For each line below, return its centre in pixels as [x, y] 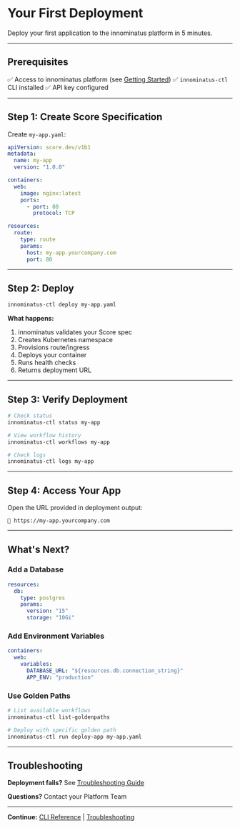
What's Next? [39, 549]
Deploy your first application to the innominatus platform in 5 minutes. [110, 33]
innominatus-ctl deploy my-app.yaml [62, 305]
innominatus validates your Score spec [75, 332]
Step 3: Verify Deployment [67, 399]
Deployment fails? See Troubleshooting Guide [76, 783]
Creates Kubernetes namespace [65, 340]
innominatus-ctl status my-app [54, 422]
